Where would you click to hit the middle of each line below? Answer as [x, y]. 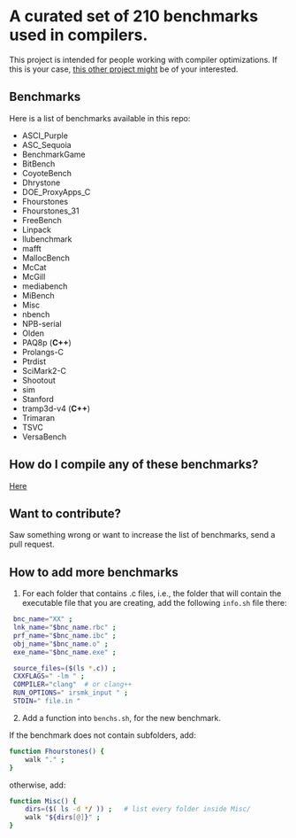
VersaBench [44, 437]
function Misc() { [43, 801]
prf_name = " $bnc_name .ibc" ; [65, 635]
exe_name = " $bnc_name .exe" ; [65, 652]
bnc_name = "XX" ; [43, 619]
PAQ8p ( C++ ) [47, 342]
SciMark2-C [44, 370]
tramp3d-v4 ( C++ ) [56, 408]
